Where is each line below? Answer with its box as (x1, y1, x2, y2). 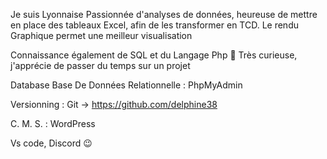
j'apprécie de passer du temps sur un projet (10, 60, 191, 71)
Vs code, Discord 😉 (10, 137, 93, 149)
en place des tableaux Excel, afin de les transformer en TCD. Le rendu (10, 19, 299, 31)
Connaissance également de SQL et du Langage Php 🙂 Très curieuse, (10, 49, 298, 61)
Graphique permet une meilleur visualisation (10, 30, 193, 41)
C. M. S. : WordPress (10, 118, 96, 129)
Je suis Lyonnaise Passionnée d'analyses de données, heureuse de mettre (10, 9, 318, 20)
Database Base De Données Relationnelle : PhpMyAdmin (10, 79, 243, 91)
